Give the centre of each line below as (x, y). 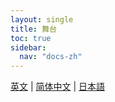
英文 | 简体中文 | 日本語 (58, 87)
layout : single (42, 19)
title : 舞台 (33, 29)
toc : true (31, 38)
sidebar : (28, 47)
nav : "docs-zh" (51, 57)
